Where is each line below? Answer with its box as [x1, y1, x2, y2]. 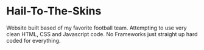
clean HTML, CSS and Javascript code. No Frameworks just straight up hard [6, 30, 198, 37]
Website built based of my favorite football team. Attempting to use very [6, 24, 187, 31]
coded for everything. [6, 37, 61, 44]
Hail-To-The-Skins [6, 4, 102, 18]
